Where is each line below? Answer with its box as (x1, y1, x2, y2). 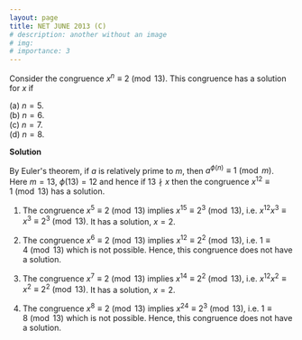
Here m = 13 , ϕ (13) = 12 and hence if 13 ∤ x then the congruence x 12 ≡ (9, 175, 270, 188)
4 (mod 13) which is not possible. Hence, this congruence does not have (22, 244, 293, 255)
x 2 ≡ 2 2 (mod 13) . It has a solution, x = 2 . (22, 282, 176, 295)
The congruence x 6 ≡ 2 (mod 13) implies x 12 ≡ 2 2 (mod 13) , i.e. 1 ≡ (22, 234, 270, 246)
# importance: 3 (9, 47, 70, 56)
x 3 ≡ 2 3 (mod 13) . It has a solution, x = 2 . (22, 214, 176, 226)
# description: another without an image (9, 30, 168, 39)
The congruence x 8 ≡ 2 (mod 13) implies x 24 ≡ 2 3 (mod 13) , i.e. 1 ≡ (22, 301, 272, 314)
